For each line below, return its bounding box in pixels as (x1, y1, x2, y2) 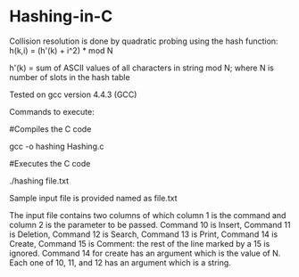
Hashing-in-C (9, 6, 113, 27)
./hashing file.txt (9, 175, 70, 186)
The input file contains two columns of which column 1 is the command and (9, 209, 287, 220)
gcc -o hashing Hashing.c (9, 141, 104, 151)
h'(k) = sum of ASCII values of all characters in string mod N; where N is (9, 62, 274, 73)
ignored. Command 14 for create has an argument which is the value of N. (9, 248, 281, 258)
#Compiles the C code (9, 123, 92, 134)
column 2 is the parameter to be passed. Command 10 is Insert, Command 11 (9, 219, 291, 230)
